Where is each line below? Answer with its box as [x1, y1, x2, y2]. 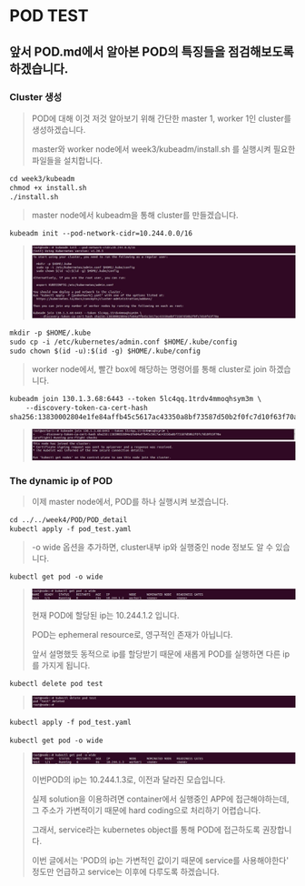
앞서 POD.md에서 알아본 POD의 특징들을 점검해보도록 [9, 44, 295, 59]
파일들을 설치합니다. [31, 155, 103, 166]
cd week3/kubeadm [9, 174, 75, 183]
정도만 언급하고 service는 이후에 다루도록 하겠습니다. [31, 866, 220, 877]
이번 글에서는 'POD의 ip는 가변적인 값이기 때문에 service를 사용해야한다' [31, 854, 289, 865]
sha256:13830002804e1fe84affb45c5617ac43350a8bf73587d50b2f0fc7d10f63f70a [9, 412, 299, 421]
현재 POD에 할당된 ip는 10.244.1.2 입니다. [31, 609, 180, 620]
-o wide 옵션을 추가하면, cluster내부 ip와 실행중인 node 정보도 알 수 [31, 542, 274, 553]
